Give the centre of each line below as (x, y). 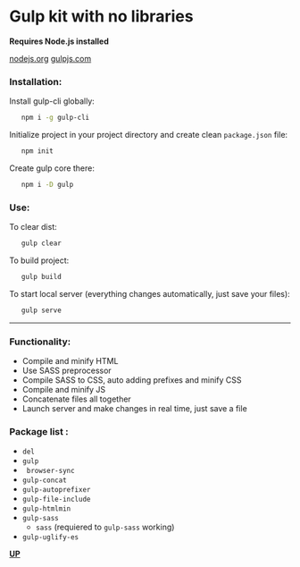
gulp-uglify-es (50, 537)
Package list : (39, 432)
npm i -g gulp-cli (55, 118)
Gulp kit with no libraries (101, 17)
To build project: (39, 260)
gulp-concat (44, 480)
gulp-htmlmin (46, 509)
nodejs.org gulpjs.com (50, 58)
